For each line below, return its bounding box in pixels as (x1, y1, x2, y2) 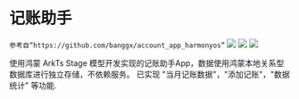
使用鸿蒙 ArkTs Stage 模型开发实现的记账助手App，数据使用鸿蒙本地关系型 (9, 57, 285, 68)
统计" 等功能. (9, 79, 57, 90)
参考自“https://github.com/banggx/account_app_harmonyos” (9, 41, 226, 50)
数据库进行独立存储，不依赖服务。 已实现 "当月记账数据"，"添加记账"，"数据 (9, 69, 290, 79)
